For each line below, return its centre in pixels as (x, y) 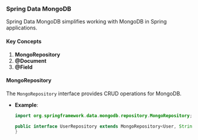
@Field (23, 67)
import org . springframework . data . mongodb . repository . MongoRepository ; (103, 116)
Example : (26, 105)
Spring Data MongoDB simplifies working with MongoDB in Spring (87, 22)
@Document (30, 61)
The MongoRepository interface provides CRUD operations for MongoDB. (94, 94)
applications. (22, 28)
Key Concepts (24, 41)
